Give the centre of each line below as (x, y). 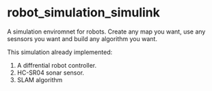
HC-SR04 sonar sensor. (50, 73)
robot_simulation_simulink (84, 13)
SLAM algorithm (40, 79)
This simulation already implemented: (60, 52)
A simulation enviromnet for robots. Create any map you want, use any (106, 31)
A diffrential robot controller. (57, 65)
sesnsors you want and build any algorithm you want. (82, 38)
